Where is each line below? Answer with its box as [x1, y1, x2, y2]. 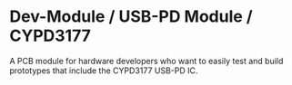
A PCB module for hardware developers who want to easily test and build [9, 55, 284, 66]
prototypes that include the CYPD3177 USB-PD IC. [9, 65, 198, 76]
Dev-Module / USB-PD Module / [9, 6, 253, 27]
